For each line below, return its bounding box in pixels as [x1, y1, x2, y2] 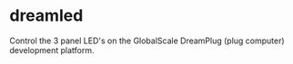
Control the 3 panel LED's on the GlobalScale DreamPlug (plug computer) [9, 35, 285, 46]
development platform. [9, 44, 95, 55]
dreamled [9, 5, 84, 26]
